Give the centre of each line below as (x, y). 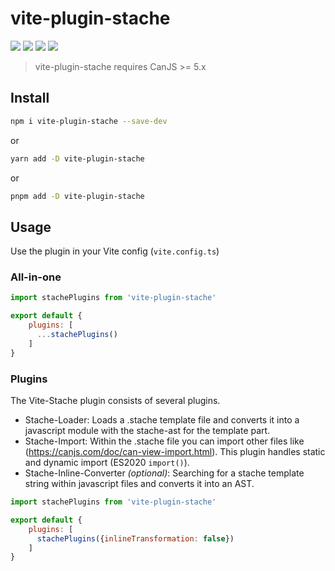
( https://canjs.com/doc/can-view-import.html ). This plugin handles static (175, 452)
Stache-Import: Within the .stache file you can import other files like (164, 441)
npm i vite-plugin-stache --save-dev (89, 121)
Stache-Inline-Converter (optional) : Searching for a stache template (164, 473)
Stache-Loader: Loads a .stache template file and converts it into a (162, 420)
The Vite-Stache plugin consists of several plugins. (115, 401)
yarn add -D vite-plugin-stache (77, 158)
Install (30, 98)
